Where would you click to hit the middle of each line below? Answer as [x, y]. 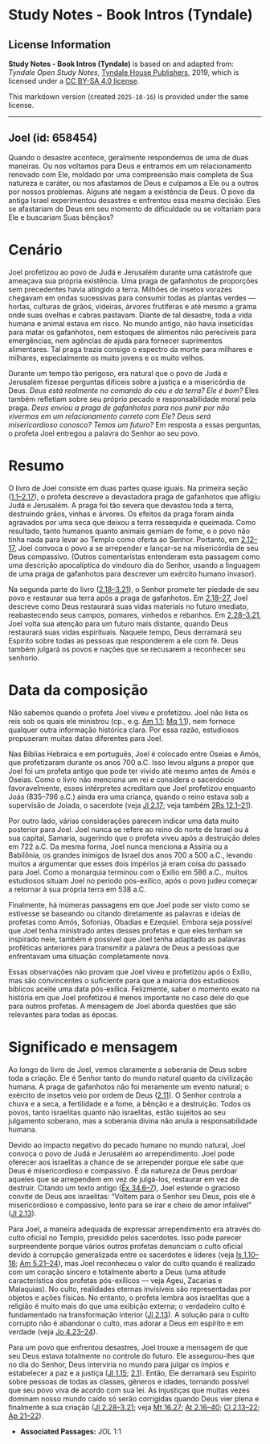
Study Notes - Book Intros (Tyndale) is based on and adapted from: [121, 64]
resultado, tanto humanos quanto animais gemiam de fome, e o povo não [129, 531]
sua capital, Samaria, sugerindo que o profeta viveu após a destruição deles [134, 838]
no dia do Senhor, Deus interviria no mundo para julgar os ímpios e [119, 1364]
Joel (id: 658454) [53, 138]
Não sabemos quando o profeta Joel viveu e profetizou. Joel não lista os [129, 712]
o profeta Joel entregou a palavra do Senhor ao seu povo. [104, 433]
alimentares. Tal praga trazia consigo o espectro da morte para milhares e [131, 349]
